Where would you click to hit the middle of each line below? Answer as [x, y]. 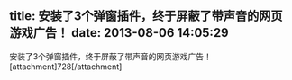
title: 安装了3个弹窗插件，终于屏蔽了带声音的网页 [146, 16]
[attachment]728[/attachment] [66, 67]
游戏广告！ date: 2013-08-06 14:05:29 [119, 33]
